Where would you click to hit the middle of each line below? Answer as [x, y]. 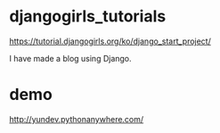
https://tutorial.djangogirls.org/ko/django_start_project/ [110, 41]
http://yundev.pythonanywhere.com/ [77, 119]
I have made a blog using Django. [70, 58]
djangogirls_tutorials [88, 17]
